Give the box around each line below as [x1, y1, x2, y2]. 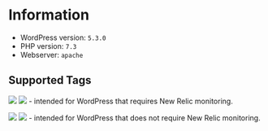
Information [8, 6, 89, 24]
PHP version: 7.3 [19, 41, 77, 50]
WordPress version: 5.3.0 [19, 33, 106, 42]
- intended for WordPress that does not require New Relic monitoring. [28, 112, 262, 123]
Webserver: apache [19, 50, 84, 59]
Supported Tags [8, 73, 92, 87]
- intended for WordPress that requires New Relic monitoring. [28, 96, 233, 106]
